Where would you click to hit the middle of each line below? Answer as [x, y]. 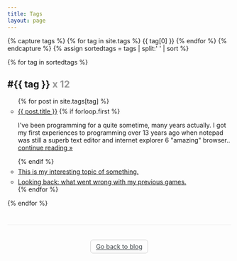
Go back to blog [119, 247]
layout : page [27, 21]
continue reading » [45, 148]
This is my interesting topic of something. [78, 172]
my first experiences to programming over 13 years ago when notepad [120, 133]
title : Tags [25, 14]
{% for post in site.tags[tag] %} [64, 101]
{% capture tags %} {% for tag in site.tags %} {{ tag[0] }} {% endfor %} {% [117, 40]
